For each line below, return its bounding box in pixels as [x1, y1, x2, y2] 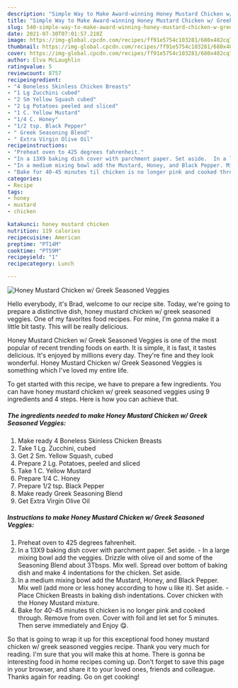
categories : [7, 175, 42, 182]
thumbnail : [7, 43, 40, 50]
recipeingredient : [7, 76, 62, 84]
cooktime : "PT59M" [7, 247, 62, 254]
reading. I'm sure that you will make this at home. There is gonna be [7, 650, 205, 658]
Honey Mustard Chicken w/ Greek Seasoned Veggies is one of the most [7, 336, 217, 344]
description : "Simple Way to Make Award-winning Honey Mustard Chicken [7, 10, 223, 18]
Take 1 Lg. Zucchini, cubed [17, 444, 96, 452]
